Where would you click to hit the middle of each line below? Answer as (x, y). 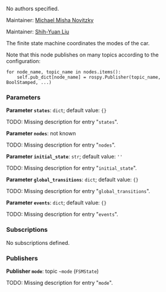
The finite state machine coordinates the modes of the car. (78, 43)
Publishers (22, 258)
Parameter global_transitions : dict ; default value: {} (72, 180)
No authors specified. (33, 9)
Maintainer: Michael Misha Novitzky (50, 20)
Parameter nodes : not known (41, 133)
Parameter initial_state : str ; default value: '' (65, 157)
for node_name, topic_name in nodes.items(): (63, 72)
